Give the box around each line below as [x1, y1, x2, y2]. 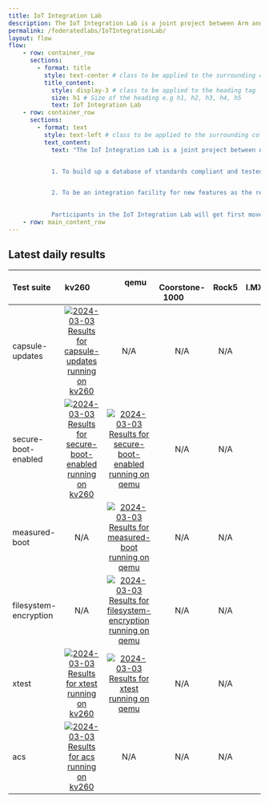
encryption [12, 610, 54, 621]
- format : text [37, 123, 88, 131]
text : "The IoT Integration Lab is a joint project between [50, 146, 256, 154]
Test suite [12, 281, 51, 293]
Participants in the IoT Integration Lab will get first [50, 211, 246, 219]
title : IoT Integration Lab [8, 11, 102, 20]
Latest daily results [8, 248, 106, 261]
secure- [12, 434, 44, 445]
